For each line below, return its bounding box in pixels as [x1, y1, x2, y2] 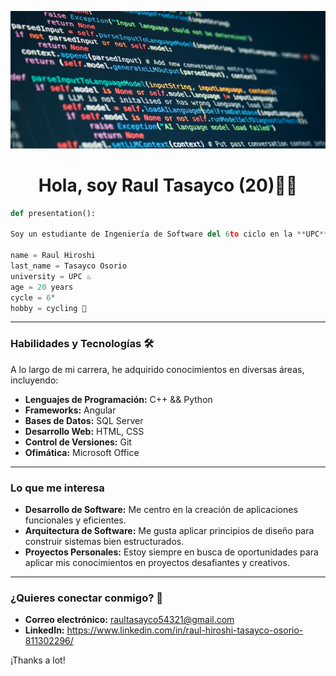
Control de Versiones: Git [24, 436, 132, 448]
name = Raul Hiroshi [10, 251, 97, 261]
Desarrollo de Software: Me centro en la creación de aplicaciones [24, 503, 298, 515]
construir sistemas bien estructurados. [24, 535, 185, 547]
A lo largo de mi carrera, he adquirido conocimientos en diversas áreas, [10, 363, 305, 375]
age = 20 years [10, 282, 74, 292]
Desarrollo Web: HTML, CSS [24, 425, 145, 437]
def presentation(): [10, 208, 97, 218]
